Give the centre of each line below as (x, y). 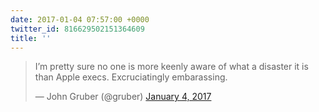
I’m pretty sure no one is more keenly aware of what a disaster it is (171, 67)
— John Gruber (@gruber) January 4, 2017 (123, 97)
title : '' (31, 38)
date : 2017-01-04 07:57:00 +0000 (80, 19)
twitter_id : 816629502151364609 (77, 29)
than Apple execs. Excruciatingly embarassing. (131, 77)
